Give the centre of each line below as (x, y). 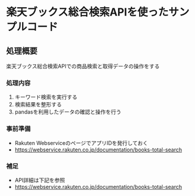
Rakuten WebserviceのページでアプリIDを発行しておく (81, 143)
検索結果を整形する (38, 105)
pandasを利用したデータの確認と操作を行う (68, 112)
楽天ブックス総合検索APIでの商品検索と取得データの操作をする (83, 66)
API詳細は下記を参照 (40, 180)
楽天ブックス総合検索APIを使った (87, 12)
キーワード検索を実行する (46, 97)
